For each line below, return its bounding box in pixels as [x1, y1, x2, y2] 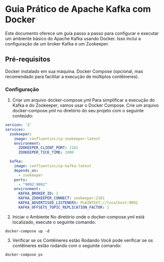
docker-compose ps [5, 252, 43, 257]
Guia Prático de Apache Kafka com [5, 3, 151, 15]
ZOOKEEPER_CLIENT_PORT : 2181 [18, 145, 79, 150]
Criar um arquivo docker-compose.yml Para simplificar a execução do [12, 97, 155, 103]
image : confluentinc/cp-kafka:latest [14, 164, 92, 169]
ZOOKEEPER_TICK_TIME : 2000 [18, 150, 74, 155]
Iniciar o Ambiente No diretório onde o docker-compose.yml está [12, 214, 145, 219]
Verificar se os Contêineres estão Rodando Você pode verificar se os [12, 237, 153, 243]
